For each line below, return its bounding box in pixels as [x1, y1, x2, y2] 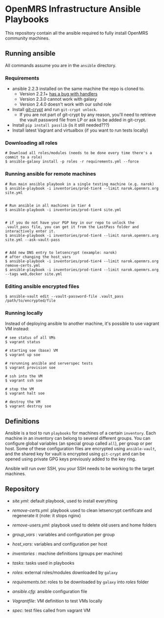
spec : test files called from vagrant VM [12, 607, 91, 613]
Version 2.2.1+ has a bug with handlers [19, 91, 98, 97]
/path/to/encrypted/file [5, 298, 56, 303]
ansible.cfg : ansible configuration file [12, 588, 87, 594]
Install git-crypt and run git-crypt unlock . [12, 107, 97, 113]
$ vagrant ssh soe [5, 378, 43, 383]
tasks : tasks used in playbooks [12, 560, 75, 566]
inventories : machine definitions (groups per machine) [12, 550, 123, 556]
